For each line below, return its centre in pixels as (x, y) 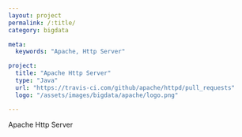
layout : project (35, 15)
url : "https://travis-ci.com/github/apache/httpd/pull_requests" (125, 87)
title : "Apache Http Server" (63, 73)
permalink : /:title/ (42, 23)
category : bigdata (38, 30)
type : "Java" (37, 80)
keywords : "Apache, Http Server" (70, 52)
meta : (17, 44)
